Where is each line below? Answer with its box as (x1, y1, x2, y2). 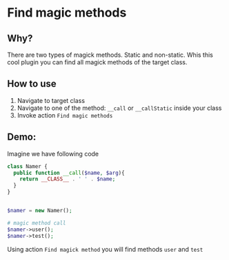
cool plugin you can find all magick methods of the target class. (7, 58, 188, 66)
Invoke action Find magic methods (17, 111, 113, 119)
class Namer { (7, 162, 48, 170)
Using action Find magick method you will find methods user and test (7, 245, 203, 253)
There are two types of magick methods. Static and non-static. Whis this (7, 50, 214, 59)
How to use (7, 78, 57, 90)
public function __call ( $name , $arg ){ (13, 169, 126, 176)
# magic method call (7, 219, 67, 226)
